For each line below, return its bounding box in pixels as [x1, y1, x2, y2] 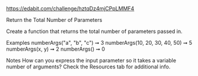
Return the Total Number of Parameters [6, 16, 103, 23]
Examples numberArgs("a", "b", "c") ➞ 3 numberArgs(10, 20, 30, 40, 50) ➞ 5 [6, 39, 193, 46]
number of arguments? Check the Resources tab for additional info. [6, 63, 171, 70]
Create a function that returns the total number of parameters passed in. [6, 28, 183, 35]
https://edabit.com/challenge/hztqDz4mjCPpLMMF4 [6, 5, 135, 12]
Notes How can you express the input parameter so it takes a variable [6, 57, 177, 64]
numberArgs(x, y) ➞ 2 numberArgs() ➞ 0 [6, 45, 106, 52]
